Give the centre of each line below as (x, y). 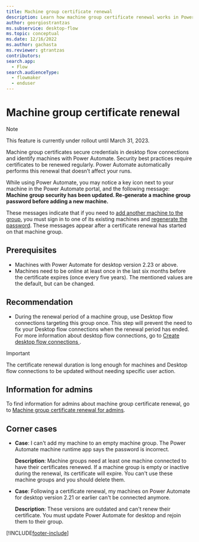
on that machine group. (35, 231)
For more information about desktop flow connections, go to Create (97, 335)
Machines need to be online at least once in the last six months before (100, 271)
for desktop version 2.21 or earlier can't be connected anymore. (92, 498)
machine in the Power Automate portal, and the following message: (88, 189)
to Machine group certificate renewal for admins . (66, 410)
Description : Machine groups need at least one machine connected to (100, 461)
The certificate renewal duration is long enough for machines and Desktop (97, 365)
